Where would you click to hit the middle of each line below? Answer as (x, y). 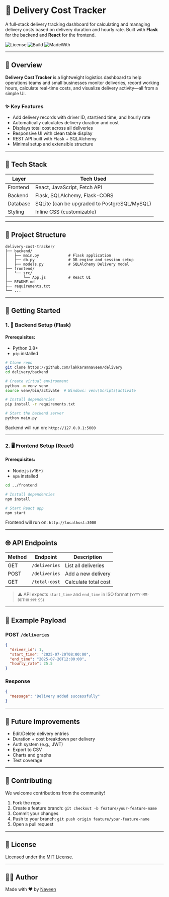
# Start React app (24, 508)
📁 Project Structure (36, 235)
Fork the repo (27, 802)
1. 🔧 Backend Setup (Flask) (38, 325)
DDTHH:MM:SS (30, 600)
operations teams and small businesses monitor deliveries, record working (82, 83)
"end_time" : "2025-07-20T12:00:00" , (48, 659)
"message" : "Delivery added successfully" (55, 696)
